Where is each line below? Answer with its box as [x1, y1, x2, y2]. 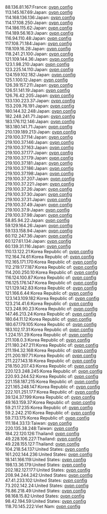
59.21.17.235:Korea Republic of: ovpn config [5, 405, 93, 410]
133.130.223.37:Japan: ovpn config [5, 98, 75, 103]
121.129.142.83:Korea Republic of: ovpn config [5, 285, 97, 291]
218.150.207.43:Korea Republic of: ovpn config [5, 363, 99, 369]
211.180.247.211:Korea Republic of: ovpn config [5, 342, 99, 348]
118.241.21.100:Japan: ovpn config [5, 51, 73, 57]
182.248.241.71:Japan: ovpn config [5, 114, 75, 119]
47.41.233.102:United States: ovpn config [5, 477, 87, 483]
